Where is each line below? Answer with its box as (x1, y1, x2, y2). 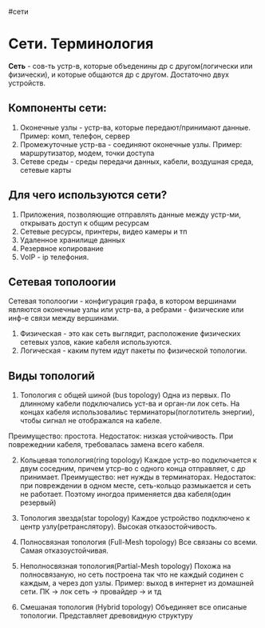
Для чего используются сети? (8, 188, 168, 202)
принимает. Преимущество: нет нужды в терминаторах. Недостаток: (19, 472, 257, 482)
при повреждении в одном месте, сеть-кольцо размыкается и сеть (19, 481, 251, 490)
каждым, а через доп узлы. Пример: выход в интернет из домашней (19, 578, 254, 588)
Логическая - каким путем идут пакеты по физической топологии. (19, 346, 247, 355)
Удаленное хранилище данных (19, 235, 125, 245)
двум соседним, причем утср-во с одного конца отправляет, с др (19, 464, 246, 474)
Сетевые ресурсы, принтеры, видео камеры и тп (19, 226, 188, 236)
